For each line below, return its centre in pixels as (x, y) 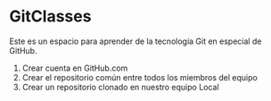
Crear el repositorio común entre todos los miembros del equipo (140, 77)
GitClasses (50, 17)
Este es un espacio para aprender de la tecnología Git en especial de (135, 41)
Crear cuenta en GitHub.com (75, 68)
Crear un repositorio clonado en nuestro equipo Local (121, 87)
